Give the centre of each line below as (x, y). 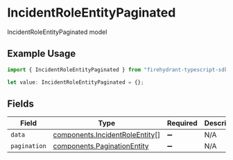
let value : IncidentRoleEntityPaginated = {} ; (76, 82)
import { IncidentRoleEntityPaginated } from (74, 70)
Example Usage (42, 54)
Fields (21, 104)
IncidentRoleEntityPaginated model (57, 32)
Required (182, 123)
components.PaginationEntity (101, 146)
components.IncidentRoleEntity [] (107, 135)
